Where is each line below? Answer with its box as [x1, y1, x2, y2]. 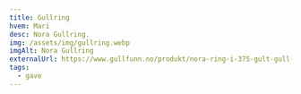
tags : [9, 64, 30, 73]
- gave [17, 72, 42, 81]
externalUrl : [9, 55, 58, 64]
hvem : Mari [9, 21, 50, 30]
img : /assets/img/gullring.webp [9, 38, 130, 47]
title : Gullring [9, 13, 70, 22]
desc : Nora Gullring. [9, 30, 90, 38]
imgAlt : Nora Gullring [9, 47, 94, 56]
